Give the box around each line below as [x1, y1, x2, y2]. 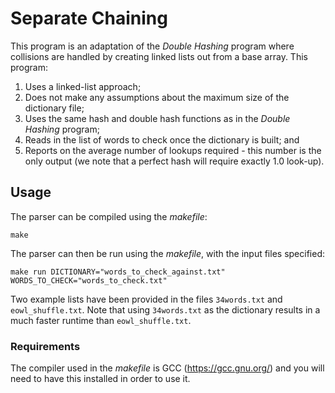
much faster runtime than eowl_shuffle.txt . [10, 314, 192, 326]
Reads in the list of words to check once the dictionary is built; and [24, 133, 300, 146]
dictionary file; [24, 102, 85, 114]
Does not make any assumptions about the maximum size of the [24, 91, 290, 103]
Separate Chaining [10, 7, 168, 30]
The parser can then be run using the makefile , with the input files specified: [10, 247, 325, 259]
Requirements [10, 339, 81, 353]
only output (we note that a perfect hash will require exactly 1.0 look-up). [24, 155, 325, 167]
